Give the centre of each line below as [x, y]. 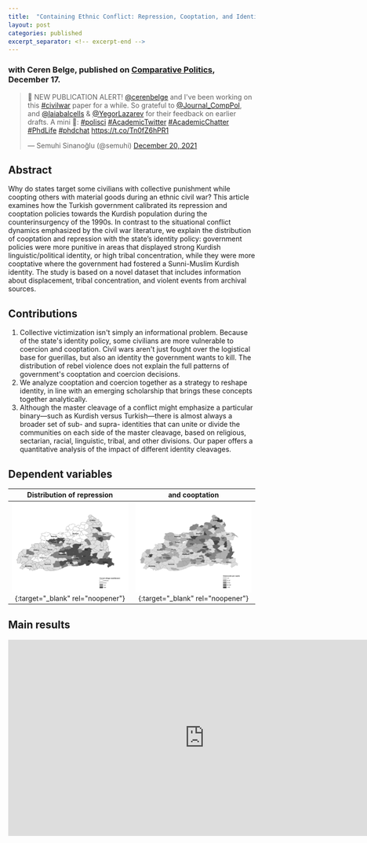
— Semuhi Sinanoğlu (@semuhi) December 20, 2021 [112, 145]
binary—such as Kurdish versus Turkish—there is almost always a [126, 416]
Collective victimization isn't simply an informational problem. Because [134, 333]
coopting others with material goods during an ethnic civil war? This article [129, 197]
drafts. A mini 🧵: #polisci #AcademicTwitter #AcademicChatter [128, 122]
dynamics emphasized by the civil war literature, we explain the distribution [130, 231]
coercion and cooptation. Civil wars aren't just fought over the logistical [135, 349]
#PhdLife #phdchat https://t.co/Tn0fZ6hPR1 [98, 130]
